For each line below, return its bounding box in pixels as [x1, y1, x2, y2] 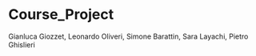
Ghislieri [8, 39, 36, 49]
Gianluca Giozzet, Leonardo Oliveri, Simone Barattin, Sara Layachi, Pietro [8, 32, 249, 41]
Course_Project [8, 6, 114, 24]
